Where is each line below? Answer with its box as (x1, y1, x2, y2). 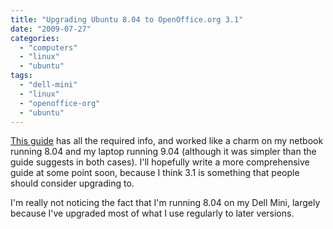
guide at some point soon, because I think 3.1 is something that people (10, 167, 300, 179)
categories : (10, 33, 60, 43)
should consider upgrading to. (10, 177, 135, 190)
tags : (10, 71, 33, 81)
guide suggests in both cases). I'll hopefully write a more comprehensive (10, 156, 310, 168)
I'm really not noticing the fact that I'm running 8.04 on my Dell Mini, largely (10, 197, 321, 209)
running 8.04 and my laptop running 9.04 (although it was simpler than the (10, 146, 317, 158)
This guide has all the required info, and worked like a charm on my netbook (10, 135, 324, 147)
